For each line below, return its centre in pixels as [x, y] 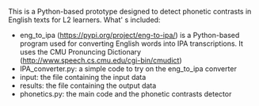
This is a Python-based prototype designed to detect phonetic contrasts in [130, 11]
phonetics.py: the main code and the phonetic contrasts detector [126, 94]
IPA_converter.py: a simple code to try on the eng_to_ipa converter [128, 69]
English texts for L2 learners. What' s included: [84, 20]
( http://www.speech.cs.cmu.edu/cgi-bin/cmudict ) [101, 60]
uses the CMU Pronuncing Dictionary [80, 52]
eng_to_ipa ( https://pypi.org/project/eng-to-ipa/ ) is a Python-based [129, 35]
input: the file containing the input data [83, 77]
